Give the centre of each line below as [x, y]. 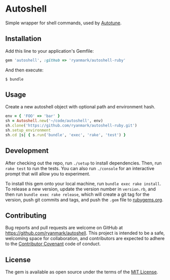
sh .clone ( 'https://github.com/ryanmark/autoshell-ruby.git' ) [71, 126]
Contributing [26, 216]
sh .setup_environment [28, 130]
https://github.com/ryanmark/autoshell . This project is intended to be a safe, [85, 233]
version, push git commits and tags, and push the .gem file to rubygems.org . [84, 199]
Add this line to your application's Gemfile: [49, 51]
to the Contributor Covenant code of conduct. [53, 244]
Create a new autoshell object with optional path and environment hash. [80, 107]
